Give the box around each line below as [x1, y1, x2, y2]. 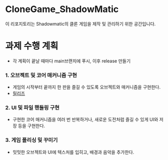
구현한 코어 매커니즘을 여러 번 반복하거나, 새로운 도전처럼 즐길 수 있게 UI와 [12, 117, 158, 123]
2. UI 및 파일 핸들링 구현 [5, 104, 60, 111]
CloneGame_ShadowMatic [5, 4, 119, 15]
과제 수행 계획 [5, 40, 59, 52]
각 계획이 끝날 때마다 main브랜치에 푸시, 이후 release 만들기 [12, 58, 131, 64]
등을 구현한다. [18, 123, 45, 129]
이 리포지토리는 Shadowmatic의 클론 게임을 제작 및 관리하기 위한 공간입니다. [5, 21, 156, 27]
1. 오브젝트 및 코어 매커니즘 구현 [5, 71, 77, 78]
